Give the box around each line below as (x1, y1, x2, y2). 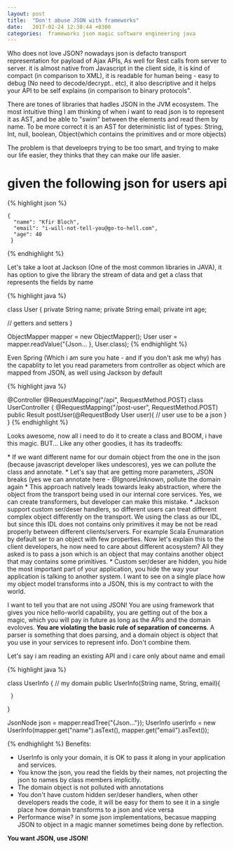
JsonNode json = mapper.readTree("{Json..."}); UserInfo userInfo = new (7, 718, 216, 727)
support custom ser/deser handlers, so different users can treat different (7, 505, 217, 514)
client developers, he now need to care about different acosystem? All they (7, 543, 224, 551)
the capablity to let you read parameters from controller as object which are (7, 361, 226, 370)
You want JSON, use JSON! (7, 834, 89, 843)
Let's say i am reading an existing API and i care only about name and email (7, 652, 226, 661)
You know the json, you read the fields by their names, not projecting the (17, 768, 228, 777)
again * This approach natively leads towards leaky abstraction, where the (7, 483, 222, 491)
